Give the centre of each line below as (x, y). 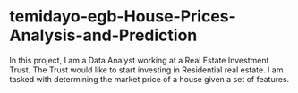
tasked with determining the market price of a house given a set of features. (149, 79)
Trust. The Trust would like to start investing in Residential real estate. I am (146, 70)
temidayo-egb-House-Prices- (123, 17)
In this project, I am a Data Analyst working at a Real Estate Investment (139, 60)
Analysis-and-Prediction (103, 35)
